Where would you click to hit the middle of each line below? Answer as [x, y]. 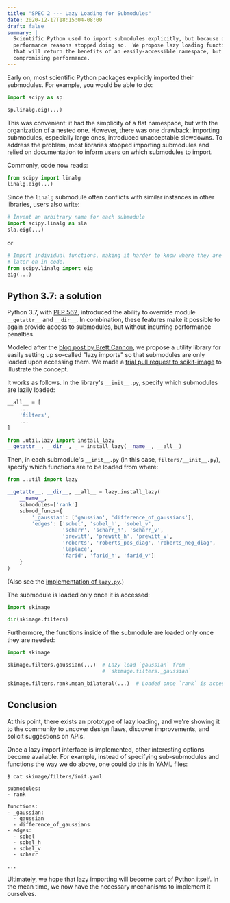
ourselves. [22, 893]
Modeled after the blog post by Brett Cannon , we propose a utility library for [114, 347]
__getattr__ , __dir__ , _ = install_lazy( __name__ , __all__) [95, 447]
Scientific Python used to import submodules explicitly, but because [116, 39]
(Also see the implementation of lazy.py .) [66, 581]
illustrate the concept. [38, 369]
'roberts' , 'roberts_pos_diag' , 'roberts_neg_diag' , [139, 543]
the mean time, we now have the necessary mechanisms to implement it [109, 886]
